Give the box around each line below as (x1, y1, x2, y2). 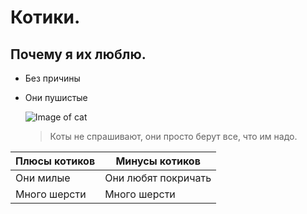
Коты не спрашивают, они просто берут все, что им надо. (49, 131, 298, 142)
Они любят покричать (104, 171, 212, 185)
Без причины (24, 72, 81, 84)
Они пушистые (24, 92, 88, 103)
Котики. (10, 6, 81, 29)
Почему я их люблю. (10, 46, 147, 63)
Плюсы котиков (15, 154, 96, 168)
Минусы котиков (115, 154, 201, 168)
